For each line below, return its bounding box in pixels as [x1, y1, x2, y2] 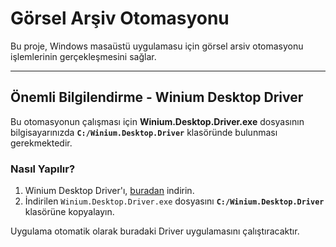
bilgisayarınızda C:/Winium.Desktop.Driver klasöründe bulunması [10, 126, 278, 138]
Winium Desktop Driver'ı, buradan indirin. [24, 185, 195, 197]
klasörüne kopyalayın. [24, 206, 115, 218]
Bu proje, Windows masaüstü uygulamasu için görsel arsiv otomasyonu [10, 40, 304, 52]
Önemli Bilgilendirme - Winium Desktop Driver [10, 89, 304, 106]
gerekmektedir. [10, 137, 73, 149]
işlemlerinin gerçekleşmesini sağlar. [10, 50, 157, 62]
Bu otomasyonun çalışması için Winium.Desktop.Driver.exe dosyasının [10, 115, 305, 127]
